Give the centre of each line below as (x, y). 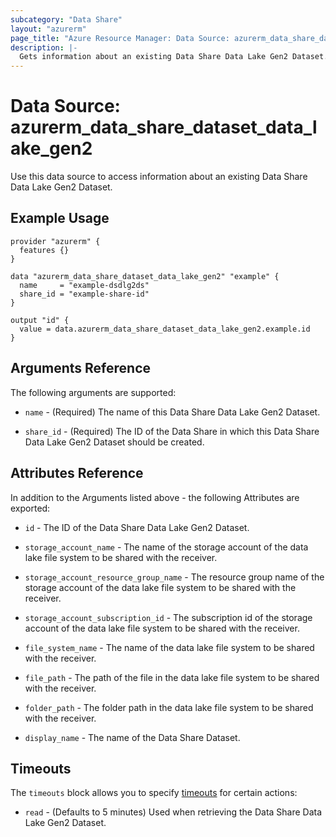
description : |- (44, 47)
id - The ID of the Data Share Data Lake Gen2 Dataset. (137, 527)
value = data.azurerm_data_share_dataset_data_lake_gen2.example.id (165, 329)
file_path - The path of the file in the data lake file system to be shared (172, 677)
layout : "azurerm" (48, 29)
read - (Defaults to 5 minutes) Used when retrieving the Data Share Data (173, 812)
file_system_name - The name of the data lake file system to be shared (169, 647)
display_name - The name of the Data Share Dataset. (132, 737)
